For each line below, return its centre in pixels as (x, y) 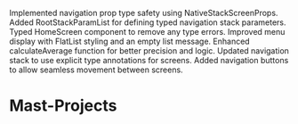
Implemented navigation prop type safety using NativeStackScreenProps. (144, 13)
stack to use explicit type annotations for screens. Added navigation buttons (149, 60)
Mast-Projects (63, 106)
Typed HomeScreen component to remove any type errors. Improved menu (147, 32)
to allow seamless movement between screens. (97, 70)
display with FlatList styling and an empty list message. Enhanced (130, 41)
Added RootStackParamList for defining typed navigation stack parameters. (148, 22)
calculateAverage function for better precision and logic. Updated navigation (149, 51)
